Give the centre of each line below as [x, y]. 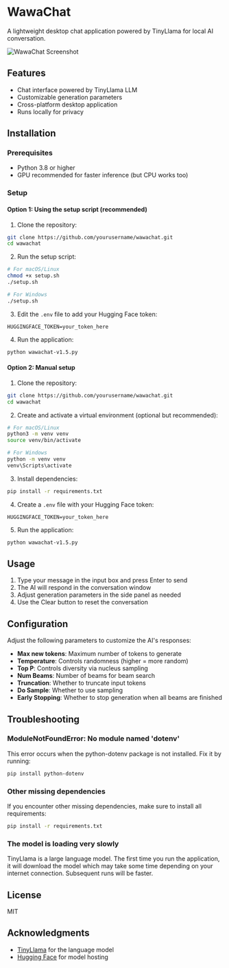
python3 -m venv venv [38, 434]
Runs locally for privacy [50, 111]
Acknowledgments [49, 933]
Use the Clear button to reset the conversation [83, 602]
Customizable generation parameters [70, 97]
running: [19, 761]
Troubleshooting [44, 719]
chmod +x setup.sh [33, 276]
